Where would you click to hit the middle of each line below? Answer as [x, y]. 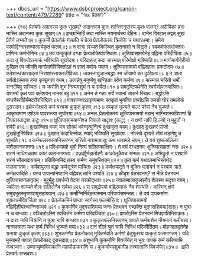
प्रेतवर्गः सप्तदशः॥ [22, 253]
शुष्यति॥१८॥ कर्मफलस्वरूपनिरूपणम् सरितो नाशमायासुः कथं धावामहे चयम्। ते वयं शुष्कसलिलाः [92, 140]
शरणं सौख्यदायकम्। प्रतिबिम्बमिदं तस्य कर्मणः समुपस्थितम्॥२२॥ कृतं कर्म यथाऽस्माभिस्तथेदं [89, 160]
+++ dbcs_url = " [27, 9]
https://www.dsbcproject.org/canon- [92, 9]
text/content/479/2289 [34, 15]
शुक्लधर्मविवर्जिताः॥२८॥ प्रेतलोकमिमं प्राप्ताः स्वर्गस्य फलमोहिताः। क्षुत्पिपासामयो [77, 200]
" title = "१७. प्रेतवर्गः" [84, 15]
